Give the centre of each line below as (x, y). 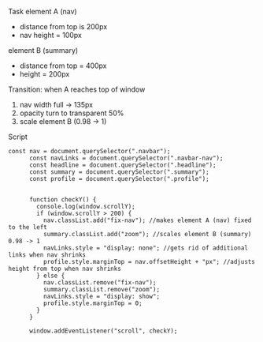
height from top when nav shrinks (65, 269)
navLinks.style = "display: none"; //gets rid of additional (145, 248)
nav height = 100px (51, 35)
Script (18, 137)
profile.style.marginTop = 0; (93, 303)
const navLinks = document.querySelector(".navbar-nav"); (126, 158)
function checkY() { (63, 200)
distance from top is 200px (63, 26)
